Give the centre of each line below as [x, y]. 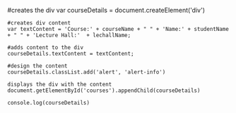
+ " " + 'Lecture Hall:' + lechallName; [69, 35]
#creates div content [39, 23]
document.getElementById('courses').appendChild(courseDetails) [104, 91]
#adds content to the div [45, 48]
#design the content [38, 66]
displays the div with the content [60, 84]
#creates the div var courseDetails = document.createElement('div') [106, 10]
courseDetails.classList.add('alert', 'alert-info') [87, 72]
